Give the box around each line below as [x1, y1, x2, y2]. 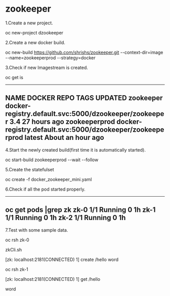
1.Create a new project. [5, 20, 53, 26]
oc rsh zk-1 [5, 266, 29, 272]
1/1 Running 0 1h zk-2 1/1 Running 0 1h [5, 213, 126, 222]
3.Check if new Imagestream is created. [5, 64, 89, 70]
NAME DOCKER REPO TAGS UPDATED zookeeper [5, 94, 163, 102]
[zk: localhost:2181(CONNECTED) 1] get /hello [5, 276, 100, 282]
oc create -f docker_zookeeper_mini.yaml [5, 176, 92, 182]
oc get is [5, 74, 24, 80]
